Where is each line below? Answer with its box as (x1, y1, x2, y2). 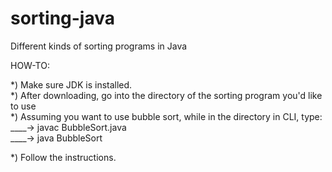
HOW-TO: (10, 59, 50, 71)
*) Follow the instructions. (10, 151, 117, 163)
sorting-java (10, 7, 116, 30)
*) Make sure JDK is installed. (10, 78, 133, 91)
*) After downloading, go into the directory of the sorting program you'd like (10, 89, 323, 101)
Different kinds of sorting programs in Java (10, 40, 188, 52)
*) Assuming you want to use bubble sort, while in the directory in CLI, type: (10, 110, 323, 122)
